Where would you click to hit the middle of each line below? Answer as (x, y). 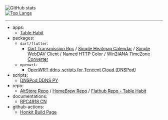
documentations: (30, 96)
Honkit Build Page (38, 112)
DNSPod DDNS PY (39, 80)
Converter (38, 59)
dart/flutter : (34, 43)
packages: (23, 38)
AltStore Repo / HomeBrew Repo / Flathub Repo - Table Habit (83, 91)
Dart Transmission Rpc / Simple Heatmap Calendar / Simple (89, 49)
